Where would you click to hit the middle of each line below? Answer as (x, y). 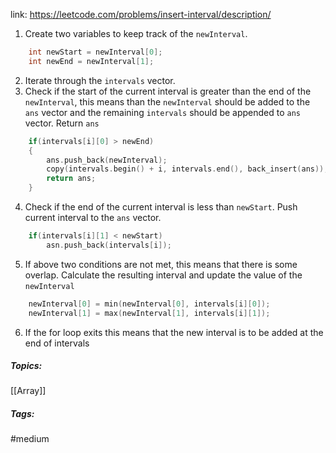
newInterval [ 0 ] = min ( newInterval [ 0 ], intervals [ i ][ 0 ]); (149, 304)
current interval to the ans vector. (93, 217)
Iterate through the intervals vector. (100, 80)
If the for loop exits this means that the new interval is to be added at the (174, 332)
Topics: (26, 366)
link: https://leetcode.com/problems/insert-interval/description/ (141, 14)
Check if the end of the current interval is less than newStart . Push (161, 207)
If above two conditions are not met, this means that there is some (161, 264)
